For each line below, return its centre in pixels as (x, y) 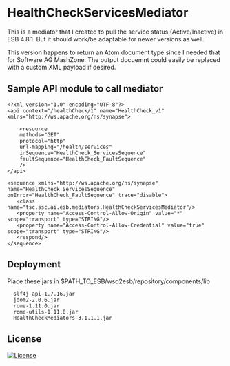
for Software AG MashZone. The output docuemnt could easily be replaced (114, 59)
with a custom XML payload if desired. (62, 67)
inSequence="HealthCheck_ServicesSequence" (83, 153)
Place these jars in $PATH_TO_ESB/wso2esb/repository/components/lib (108, 281)
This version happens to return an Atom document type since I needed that (114, 52)
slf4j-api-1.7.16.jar (44, 294)
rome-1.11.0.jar (36, 306)
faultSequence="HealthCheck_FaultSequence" (83, 159)
